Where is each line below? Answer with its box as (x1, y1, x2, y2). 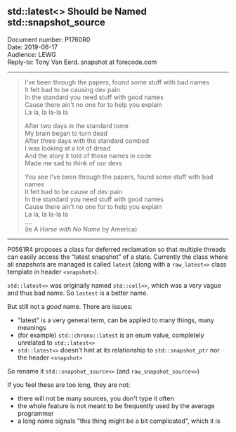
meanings (17, 323, 47, 331)
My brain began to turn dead (24, 129, 107, 137)
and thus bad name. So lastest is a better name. (7, 288, 149, 297)
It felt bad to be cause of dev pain (24, 187, 123, 196)
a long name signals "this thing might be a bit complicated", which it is (17, 417, 221, 425)
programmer (17, 409, 54, 417)
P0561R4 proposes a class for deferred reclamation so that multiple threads (7, 245, 226, 253)
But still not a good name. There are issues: (7, 302, 133, 310)
